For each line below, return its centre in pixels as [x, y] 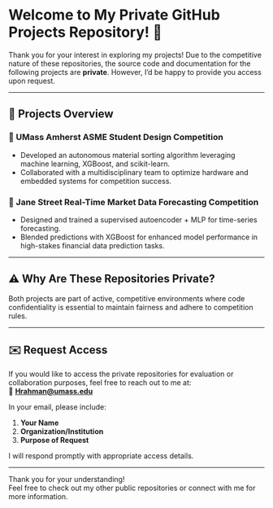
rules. [18, 316]
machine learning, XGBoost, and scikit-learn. [95, 164]
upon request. [32, 81]
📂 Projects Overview [61, 114]
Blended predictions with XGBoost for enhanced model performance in [139, 237]
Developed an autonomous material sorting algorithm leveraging [128, 155]
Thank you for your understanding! [67, 479]
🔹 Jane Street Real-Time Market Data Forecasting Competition [134, 202]
